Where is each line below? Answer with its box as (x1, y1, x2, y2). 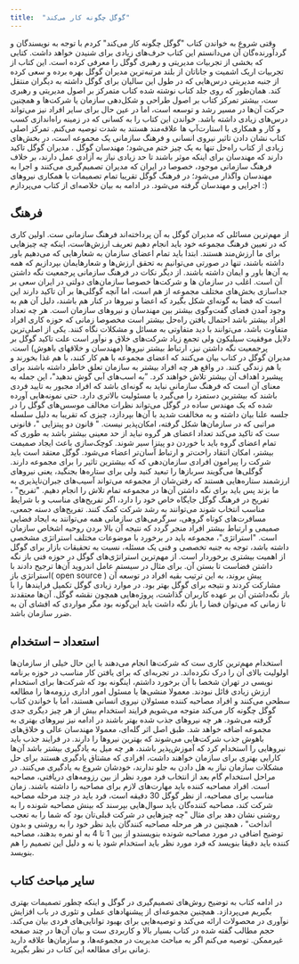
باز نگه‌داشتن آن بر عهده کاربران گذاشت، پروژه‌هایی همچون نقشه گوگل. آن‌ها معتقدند (10, 589, 290, 600)
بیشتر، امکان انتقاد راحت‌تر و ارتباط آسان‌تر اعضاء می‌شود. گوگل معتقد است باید (10, 447, 274, 457)
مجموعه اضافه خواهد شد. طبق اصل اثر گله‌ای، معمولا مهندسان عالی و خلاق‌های (10, 724, 272, 735)
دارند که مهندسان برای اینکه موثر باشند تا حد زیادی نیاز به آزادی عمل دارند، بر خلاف (10, 151, 284, 161)
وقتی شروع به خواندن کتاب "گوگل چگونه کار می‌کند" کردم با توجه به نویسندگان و (10, 37, 277, 48)
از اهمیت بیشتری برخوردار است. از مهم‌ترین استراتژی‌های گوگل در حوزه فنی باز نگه (10, 551, 286, 562)
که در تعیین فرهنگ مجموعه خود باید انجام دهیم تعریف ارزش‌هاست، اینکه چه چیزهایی (10, 238, 287, 250)
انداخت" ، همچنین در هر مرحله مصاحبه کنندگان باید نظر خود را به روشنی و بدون (10, 819, 272, 829)
